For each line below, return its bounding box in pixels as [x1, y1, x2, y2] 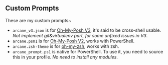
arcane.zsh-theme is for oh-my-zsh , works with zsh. [12, 43, 119, 49]
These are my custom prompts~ [5, 17, 72, 23]
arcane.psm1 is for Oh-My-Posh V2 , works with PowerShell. [12, 38, 135, 44]
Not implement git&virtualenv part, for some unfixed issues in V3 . [12, 32, 148, 38]
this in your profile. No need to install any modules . [12, 54, 118, 60]
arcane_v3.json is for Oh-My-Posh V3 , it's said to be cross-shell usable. [12, 27, 161, 33]
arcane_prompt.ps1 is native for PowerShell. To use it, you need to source [12, 48, 163, 54]
